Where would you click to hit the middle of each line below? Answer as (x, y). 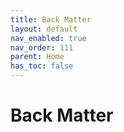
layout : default (44, 29)
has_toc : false (42, 66)
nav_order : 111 (42, 47)
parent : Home (37, 57)
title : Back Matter (51, 19)
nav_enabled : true (48, 38)
